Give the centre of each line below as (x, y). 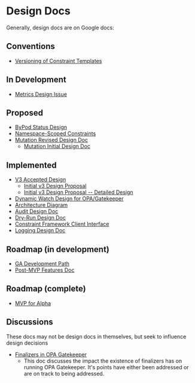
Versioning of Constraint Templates (58, 60)
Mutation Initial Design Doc (57, 146)
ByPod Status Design (41, 127)
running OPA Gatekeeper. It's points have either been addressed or (106, 367)
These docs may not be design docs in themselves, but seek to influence (96, 336)
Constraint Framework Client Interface (62, 224)
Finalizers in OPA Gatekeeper (51, 354)
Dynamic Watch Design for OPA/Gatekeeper (69, 199)
